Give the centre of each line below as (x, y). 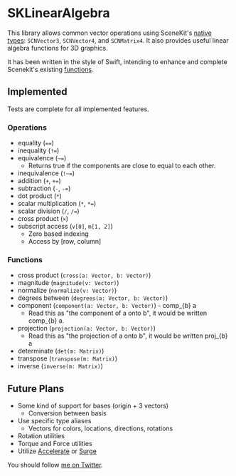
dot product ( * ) (40, 196)
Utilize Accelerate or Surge (57, 451)
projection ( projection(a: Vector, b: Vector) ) (87, 328)
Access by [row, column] (65, 242)
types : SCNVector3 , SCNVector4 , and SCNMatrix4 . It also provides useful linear (118, 40)
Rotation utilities (41, 436)
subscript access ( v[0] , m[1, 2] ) (65, 227)
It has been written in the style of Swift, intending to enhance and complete (117, 61)
